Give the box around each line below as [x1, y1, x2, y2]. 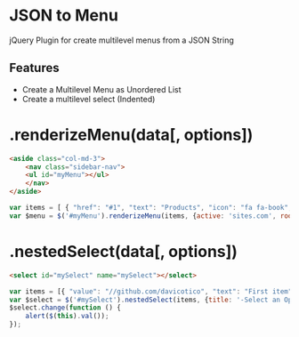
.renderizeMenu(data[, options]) [9, 124, 254, 145]
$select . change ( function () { [9, 303, 122, 312]
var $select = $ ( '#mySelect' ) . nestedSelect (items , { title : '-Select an [9, 295, 280, 304]
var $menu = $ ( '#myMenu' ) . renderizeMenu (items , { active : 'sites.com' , [9, 211, 277, 221]
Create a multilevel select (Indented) [21, 93, 156, 104]
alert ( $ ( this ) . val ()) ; [25, 312, 109, 321]
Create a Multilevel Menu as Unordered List [21, 84, 182, 94]
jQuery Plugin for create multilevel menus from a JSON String [9, 35, 234, 45]
